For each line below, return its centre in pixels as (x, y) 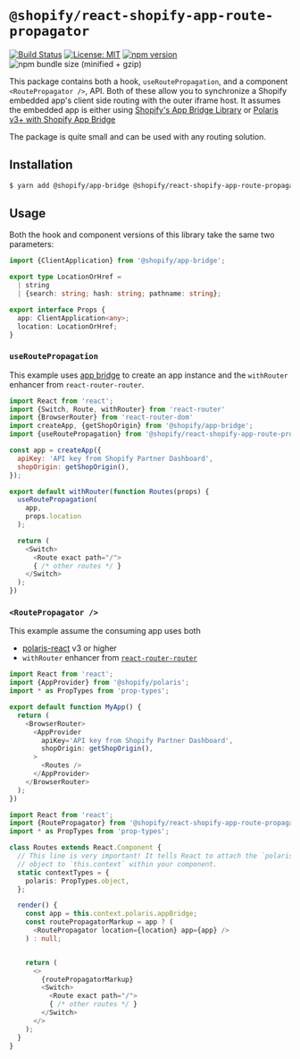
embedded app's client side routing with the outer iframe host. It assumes (145, 100)
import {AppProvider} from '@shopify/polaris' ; (100, 683)
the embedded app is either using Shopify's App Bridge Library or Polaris (144, 109)
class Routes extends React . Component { (86, 848)
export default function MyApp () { (75, 707)
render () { (37, 905)
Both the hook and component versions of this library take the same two (142, 235)
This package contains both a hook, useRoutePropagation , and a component (149, 81)
